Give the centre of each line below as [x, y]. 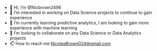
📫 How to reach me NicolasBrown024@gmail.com [60, 44]
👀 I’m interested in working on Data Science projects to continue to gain [81, 13]
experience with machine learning [43, 28]
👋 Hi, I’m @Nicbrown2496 [35, 7]
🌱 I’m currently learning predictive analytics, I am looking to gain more [79, 23]
